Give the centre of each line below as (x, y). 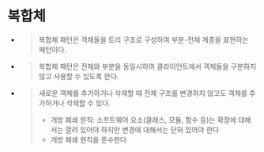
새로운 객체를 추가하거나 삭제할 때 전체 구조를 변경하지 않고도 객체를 (143, 93)
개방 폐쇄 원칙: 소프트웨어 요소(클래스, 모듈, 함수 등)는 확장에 (143, 120)
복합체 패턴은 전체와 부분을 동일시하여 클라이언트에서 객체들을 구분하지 (147, 66)
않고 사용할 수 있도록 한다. (79, 76)
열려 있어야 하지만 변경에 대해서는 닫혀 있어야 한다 (142, 129)
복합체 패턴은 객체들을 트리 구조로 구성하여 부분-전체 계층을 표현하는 (143, 40)
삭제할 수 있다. (89, 103)
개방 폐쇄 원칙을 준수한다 (89, 139)
